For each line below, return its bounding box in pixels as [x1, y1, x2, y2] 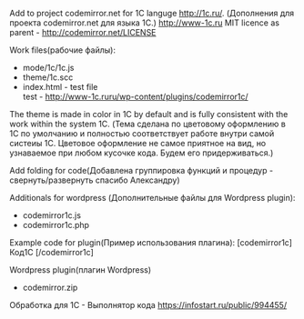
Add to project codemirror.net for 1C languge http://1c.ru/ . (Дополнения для [9, 8, 295, 18]
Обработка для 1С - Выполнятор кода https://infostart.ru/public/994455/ [9, 300, 288, 310]
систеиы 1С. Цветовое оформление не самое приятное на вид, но [9, 138, 267, 148]
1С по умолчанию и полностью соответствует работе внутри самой [9, 128, 275, 139]
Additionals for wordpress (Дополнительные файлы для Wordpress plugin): [9, 193, 296, 203]
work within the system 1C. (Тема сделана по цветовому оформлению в [9, 118, 287, 129]
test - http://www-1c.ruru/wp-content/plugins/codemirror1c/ [22, 91, 248, 102]
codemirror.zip [22, 282, 78, 293]
